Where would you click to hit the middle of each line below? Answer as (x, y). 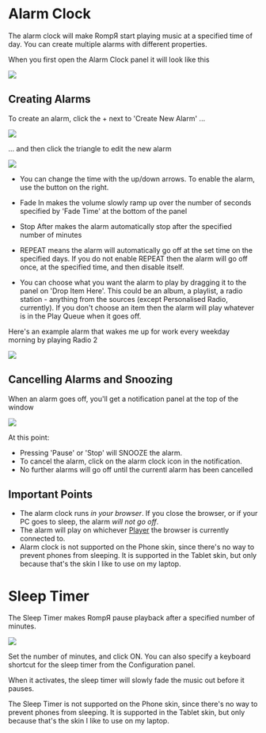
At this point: (29, 437)
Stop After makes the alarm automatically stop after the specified (125, 226)
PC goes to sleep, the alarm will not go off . (89, 522)
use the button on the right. (64, 187)
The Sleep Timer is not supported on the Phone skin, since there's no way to (133, 704)
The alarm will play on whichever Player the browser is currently (124, 530)
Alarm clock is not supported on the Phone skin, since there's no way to (137, 547)
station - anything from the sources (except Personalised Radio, (123, 299)
